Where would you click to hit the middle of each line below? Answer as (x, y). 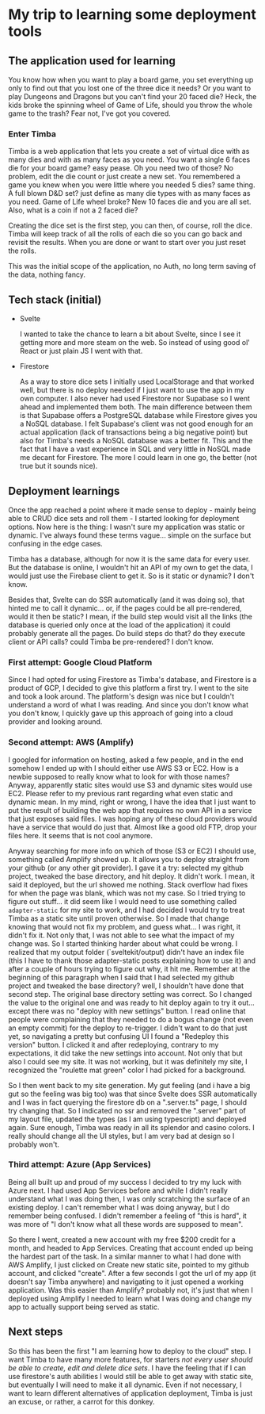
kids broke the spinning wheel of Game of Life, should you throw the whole (131, 105)
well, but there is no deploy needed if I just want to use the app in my (132, 390)
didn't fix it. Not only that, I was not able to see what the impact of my (121, 935)
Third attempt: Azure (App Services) (80, 1165)
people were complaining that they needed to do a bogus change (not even (131, 1019)
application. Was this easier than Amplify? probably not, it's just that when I (131, 1289)
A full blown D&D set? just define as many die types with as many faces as (129, 194)
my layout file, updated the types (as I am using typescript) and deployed (127, 1119)
